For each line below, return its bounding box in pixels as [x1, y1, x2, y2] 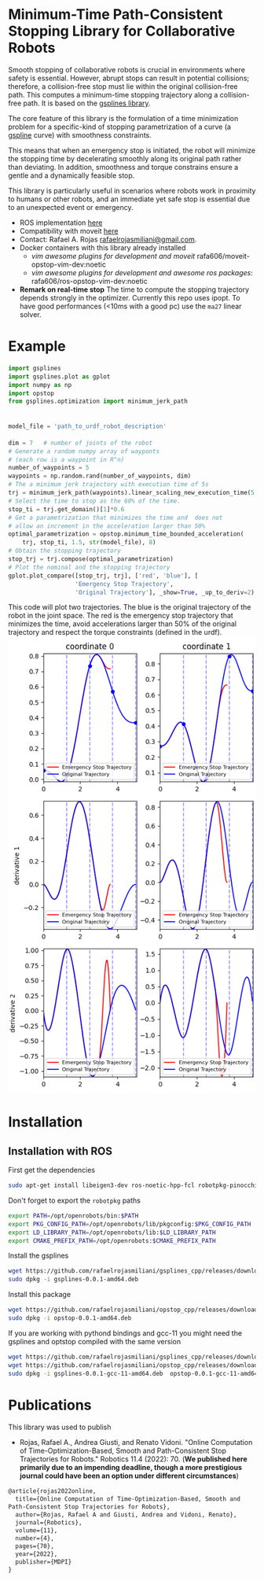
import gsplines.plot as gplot [8, 372, 111, 381]
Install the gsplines [8, 1251, 69, 1260]
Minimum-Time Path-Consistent [8, 6, 223, 24]
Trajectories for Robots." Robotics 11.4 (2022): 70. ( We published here [19, 1454, 247, 1464]
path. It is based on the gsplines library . [23, 98, 151, 108]
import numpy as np [8, 381, 72, 389]
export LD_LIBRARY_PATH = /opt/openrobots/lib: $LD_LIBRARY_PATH [8, 1229, 216, 1236]
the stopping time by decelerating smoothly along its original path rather [8, 153, 242, 163]
